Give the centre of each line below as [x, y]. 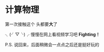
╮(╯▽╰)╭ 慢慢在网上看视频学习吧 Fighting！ [53, 34]
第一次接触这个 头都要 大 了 [31, 24]
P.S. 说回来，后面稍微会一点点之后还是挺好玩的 [52, 44]
